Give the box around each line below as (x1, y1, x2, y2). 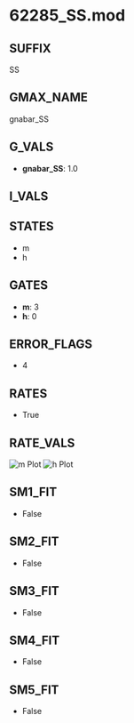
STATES (9, 219, 55, 234)
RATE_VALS (9, 435, 75, 450)
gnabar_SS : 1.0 (21, 163, 78, 173)
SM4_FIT (9, 632, 60, 647)
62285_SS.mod (9, 5, 126, 26)
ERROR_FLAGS (9, 337, 93, 352)
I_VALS (9, 189, 49, 205)
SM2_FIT (9, 534, 59, 550)
